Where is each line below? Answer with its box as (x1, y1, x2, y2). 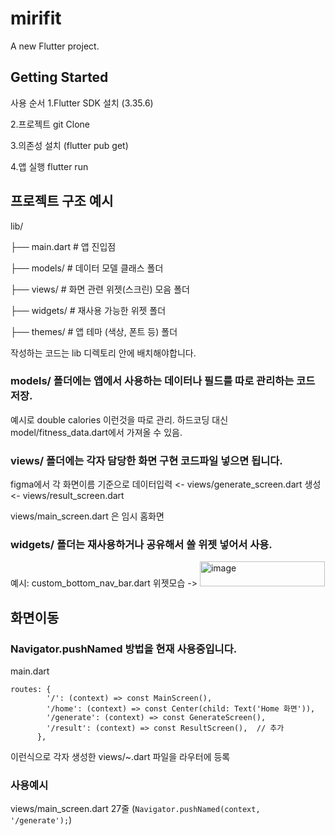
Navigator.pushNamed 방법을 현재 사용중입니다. (10, 642, 238, 656)
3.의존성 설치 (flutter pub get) (10, 139, 129, 151)
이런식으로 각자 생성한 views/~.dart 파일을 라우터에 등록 (10, 751, 231, 763)
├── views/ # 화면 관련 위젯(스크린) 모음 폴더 (10, 283, 190, 295)
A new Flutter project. (10, 40, 100, 52)
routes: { (10, 685, 52, 695)
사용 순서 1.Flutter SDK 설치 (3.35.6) (10, 97, 154, 109)
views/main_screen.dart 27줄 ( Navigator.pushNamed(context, (10, 803, 261, 815)
